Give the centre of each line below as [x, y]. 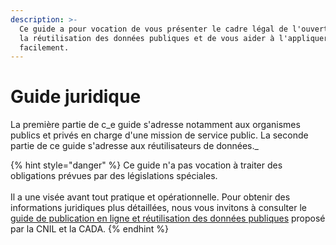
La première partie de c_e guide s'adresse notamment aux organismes [155, 125]
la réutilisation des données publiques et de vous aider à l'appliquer [174, 38]
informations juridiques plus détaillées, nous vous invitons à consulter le [158, 208]
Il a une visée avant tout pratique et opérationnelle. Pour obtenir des [150, 197]
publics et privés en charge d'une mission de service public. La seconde [159, 135]
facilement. [44, 47]
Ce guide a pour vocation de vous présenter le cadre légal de [153, 29]
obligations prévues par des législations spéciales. [114, 176]
